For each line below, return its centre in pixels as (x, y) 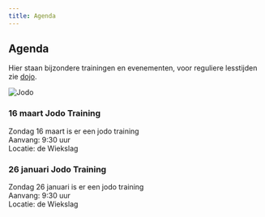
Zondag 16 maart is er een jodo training (74, 131)
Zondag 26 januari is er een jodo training (76, 187)
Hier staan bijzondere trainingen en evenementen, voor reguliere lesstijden (133, 68)
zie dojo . (23, 77)
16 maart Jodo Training (55, 113)
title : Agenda (32, 16)
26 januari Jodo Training (58, 169)
